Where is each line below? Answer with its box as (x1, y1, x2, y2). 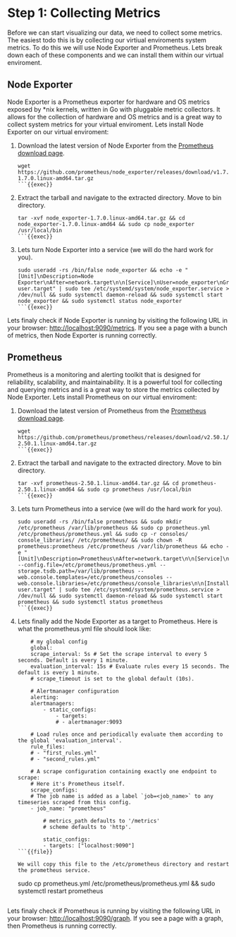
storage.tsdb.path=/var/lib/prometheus (17, 567, 135, 575)
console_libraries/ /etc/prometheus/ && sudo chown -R (17, 537, 182, 544)
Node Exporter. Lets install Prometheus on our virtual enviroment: (7, 393, 197, 401)
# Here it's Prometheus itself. (30, 780, 125, 787)
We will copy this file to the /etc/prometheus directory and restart (17, 860, 230, 868)
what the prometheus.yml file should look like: (17, 624, 151, 633)
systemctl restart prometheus (17, 886, 104, 895)
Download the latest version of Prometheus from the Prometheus (17, 406, 206, 414)
